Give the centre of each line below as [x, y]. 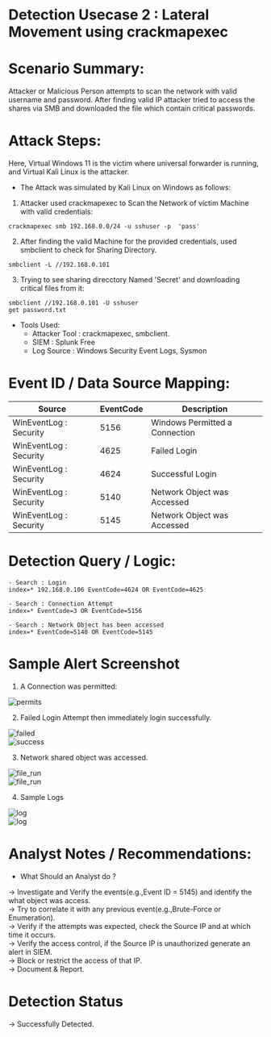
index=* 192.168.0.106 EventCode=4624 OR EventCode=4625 [106, 589]
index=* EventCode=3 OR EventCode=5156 [75, 610]
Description [205, 409]
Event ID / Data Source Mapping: [119, 383]
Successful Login [184, 474]
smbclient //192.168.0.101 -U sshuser [73, 303]
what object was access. [50, 900]
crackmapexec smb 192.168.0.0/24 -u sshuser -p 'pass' [104, 227]
